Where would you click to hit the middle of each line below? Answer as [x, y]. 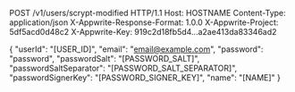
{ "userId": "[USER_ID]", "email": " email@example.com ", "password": [136, 49]
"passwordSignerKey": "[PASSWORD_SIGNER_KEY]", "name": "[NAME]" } [145, 78]
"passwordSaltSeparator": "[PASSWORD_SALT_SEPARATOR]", [123, 68]
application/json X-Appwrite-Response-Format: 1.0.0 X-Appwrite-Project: [144, 22]
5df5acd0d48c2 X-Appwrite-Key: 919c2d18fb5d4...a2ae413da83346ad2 [143, 32]
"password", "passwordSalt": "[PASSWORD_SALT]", [105, 59]
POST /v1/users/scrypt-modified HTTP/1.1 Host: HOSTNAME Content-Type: [147, 13]
